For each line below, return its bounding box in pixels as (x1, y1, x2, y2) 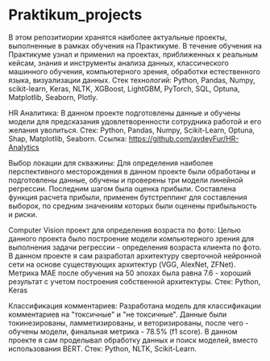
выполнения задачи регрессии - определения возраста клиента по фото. (8, 242, 262, 252)
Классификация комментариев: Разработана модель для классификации (8, 300, 262, 310)
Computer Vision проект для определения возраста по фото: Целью (8, 225, 242, 235)
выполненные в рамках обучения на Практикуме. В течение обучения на (8, 40, 262, 50)
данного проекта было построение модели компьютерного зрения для (8, 233, 255, 243)
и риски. (8, 209, 38, 219)
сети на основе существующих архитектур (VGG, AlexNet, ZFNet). (8, 259, 236, 269)
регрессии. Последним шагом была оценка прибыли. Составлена (8, 183, 236, 193)
